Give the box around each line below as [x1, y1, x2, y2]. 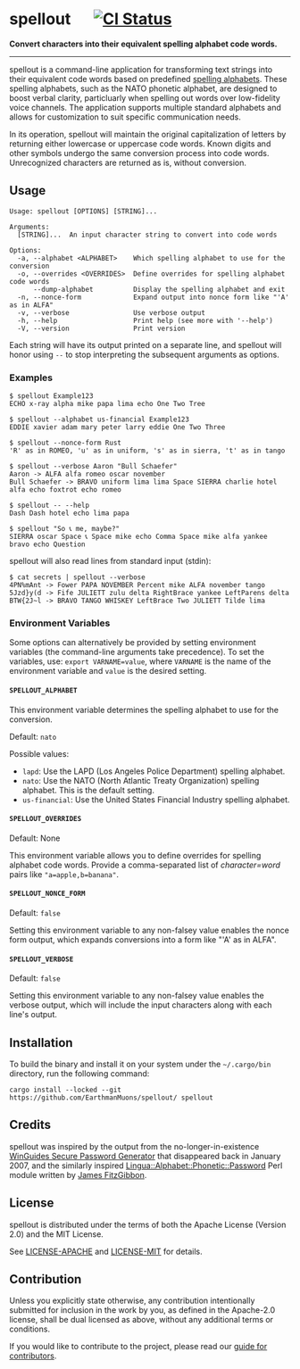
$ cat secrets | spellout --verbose [9, 573, 146, 582]
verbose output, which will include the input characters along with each [9, 1000, 272, 1010]
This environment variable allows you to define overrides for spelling [9, 850, 262, 860]
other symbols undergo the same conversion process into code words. [9, 147, 270, 158]
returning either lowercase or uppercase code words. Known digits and [9, 138, 271, 149]
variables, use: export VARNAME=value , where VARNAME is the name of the [9, 656, 271, 667]
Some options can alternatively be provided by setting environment [9, 637, 256, 648]
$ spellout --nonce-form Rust [9, 438, 122, 448]
